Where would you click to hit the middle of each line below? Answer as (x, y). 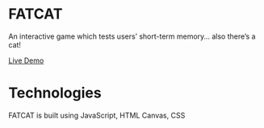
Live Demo (26, 60)
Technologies (55, 93)
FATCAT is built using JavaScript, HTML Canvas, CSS (97, 115)
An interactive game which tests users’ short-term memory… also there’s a (132, 36)
